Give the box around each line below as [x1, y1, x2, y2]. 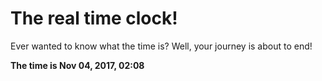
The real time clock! [10, 7, 178, 30]
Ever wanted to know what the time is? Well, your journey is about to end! [10, 40, 313, 52]
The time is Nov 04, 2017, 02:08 [10, 59, 145, 71]
